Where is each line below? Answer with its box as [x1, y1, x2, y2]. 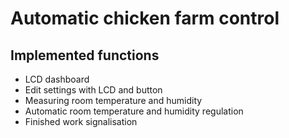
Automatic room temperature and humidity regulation [24, 105, 244, 117]
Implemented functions [10, 47, 160, 64]
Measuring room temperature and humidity [24, 95, 203, 106]
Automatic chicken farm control [10, 7, 280, 30]
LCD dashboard [24, 73, 90, 85]
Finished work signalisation [24, 116, 138, 127]
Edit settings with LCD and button [24, 84, 163, 96]
